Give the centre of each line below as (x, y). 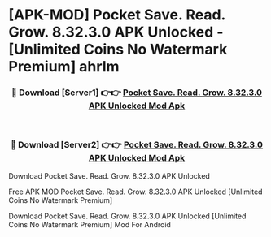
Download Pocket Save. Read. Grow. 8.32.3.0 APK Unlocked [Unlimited (127, 216)
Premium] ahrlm (64, 67)
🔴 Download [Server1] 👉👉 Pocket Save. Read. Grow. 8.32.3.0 (137, 93)
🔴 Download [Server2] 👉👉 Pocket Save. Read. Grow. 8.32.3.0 (137, 145)
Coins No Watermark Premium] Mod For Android (90, 224)
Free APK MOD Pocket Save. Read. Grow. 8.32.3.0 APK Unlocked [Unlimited (135, 192)
